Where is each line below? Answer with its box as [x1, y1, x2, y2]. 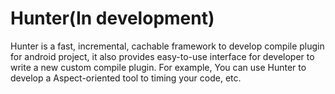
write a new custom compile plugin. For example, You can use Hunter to [10, 61, 307, 73]
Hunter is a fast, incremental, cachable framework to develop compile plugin [10, 40, 325, 52]
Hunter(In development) [10, 7, 215, 30]
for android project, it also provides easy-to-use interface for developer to [10, 50, 315, 62]
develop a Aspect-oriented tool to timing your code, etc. [10, 72, 242, 84]
